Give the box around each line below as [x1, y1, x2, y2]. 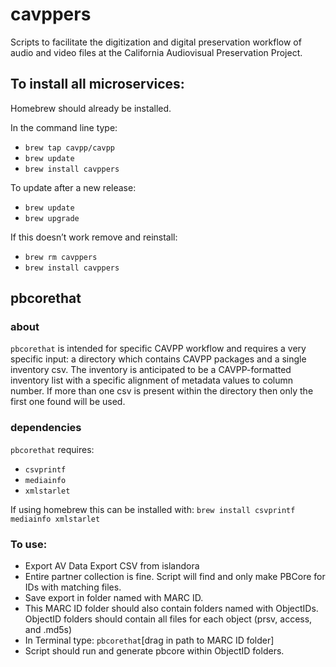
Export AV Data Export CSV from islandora [24, 560, 200, 572]
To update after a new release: [10, 181, 137, 193]
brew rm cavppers [24, 252, 98, 262]
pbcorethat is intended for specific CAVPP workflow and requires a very [10, 343, 307, 355]
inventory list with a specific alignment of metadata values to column [10, 374, 294, 387]
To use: [10, 537, 48, 551]
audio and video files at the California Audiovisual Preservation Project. [10, 46, 303, 58]
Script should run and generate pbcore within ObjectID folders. [24, 645, 285, 657]
